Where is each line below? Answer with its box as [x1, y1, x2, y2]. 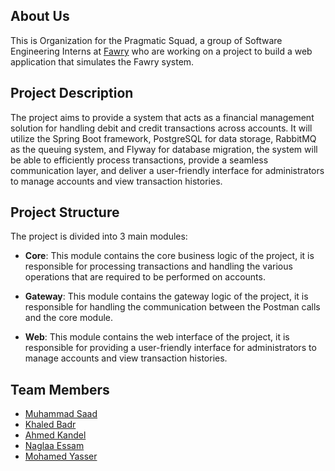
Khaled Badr [24, 419, 77, 431]
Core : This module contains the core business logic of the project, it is [24, 250, 315, 262]
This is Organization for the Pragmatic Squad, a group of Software [10, 34, 283, 46]
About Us [10, 8, 70, 25]
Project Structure [10, 204, 120, 221]
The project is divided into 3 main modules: [10, 230, 188, 243]
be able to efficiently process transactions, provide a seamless [10, 154, 269, 166]
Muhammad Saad [24, 408, 98, 420]
